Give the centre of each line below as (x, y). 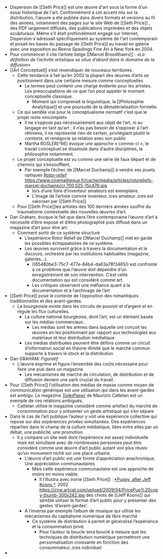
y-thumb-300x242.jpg (62, 495)
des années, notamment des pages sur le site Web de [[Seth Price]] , (80, 23)
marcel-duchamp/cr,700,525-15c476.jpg (66, 185)
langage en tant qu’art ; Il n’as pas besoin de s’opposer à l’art (86, 128)
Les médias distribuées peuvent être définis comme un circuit (87, 343)
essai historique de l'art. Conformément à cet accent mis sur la (74, 12)
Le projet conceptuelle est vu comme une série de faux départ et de (86, 159)
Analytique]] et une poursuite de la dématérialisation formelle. (95, 107)
